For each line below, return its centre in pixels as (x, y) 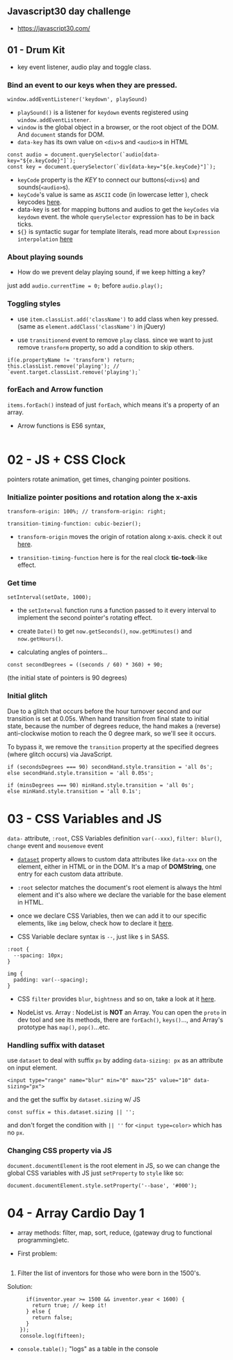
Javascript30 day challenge (69, 11)
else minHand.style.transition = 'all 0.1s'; (74, 791)
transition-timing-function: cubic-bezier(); (74, 524)
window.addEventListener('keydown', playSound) (78, 99)
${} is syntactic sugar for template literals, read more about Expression (119, 231)
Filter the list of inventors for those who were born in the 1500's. (109, 1273)
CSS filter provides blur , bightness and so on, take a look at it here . (116, 999)
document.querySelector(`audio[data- (105, 155)
